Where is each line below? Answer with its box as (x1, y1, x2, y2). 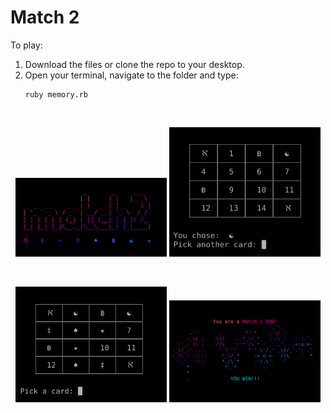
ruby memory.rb (24, 89, 89, 100)
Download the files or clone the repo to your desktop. (24, 58, 245, 70)
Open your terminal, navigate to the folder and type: (24, 69, 239, 81)
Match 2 (10, 6, 80, 29)
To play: (10, 39, 43, 51)
